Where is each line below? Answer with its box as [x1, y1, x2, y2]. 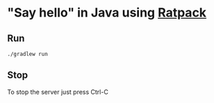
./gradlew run [7, 50, 49, 57]
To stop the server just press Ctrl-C [7, 88, 109, 96]
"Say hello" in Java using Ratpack [7, 5, 207, 21]
